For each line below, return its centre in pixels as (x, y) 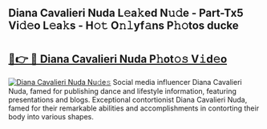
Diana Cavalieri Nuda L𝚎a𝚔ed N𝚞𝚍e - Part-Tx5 (126, 13)
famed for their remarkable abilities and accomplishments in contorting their (133, 108)
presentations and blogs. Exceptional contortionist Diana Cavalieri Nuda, (128, 100)
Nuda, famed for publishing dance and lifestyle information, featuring (122, 91)
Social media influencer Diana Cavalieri (177, 82)
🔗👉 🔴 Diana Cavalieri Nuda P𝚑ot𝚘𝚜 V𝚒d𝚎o (118, 59)
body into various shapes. (51, 117)
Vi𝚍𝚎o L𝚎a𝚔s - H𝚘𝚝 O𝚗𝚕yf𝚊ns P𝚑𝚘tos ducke (123, 26)
